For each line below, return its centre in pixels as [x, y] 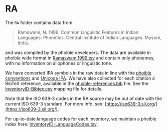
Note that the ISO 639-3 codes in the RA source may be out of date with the [83, 98]
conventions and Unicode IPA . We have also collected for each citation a [80, 78]
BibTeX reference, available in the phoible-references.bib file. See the [77, 83]
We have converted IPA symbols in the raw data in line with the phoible [78, 72]
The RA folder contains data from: [40, 22]
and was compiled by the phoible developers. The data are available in [78, 52]
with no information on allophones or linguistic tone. [59, 63]
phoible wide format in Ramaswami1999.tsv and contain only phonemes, [80, 57]
